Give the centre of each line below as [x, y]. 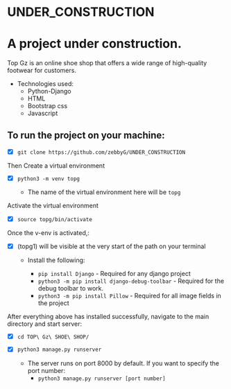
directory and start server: [44, 324]
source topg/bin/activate [54, 219]
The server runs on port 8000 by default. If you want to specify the [123, 363]
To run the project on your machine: [86, 135]
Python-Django [49, 92]
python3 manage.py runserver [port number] [102, 379]
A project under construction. [95, 44]
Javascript [43, 113]
